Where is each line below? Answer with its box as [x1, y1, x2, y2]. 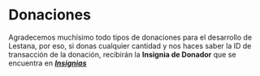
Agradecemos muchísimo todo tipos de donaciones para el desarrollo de [8, 32, 253, 42]
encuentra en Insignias [8, 58, 87, 68]
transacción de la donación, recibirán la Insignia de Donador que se [8, 49, 236, 59]
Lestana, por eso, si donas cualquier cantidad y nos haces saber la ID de [8, 40, 252, 50]
